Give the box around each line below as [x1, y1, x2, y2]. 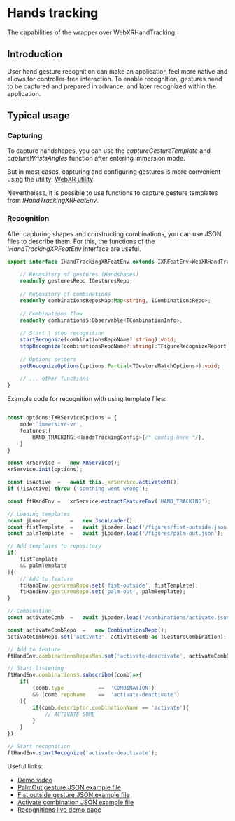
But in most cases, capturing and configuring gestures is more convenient [7, 168, 221, 176]
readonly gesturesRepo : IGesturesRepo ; [20, 278, 133, 285]
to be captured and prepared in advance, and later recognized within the [7, 82, 217, 90]
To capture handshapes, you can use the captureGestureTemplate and [7, 147, 211, 155]
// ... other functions [20, 375, 90, 383]
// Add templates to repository [7, 543, 101, 550]
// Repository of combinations [20, 291, 111, 298]
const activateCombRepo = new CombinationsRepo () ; [7, 626, 168, 634]
